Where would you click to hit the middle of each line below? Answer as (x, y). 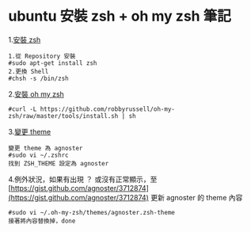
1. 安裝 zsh (25, 40)
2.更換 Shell (29, 71)
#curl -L (23, 109)
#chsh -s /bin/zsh (38, 78)
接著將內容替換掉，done (42, 221)
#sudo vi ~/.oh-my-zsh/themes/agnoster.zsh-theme (92, 212)
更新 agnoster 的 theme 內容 (196, 197)
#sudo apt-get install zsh (53, 63)
